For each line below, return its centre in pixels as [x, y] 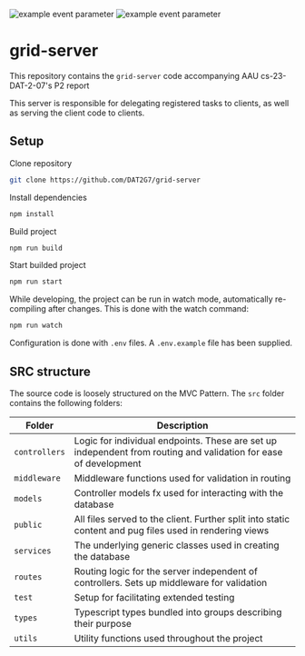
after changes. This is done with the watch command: [149, 309]
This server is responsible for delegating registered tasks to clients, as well [149, 103]
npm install [32, 214]
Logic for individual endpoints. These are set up [175, 441]
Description [182, 425]
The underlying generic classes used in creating [177, 545]
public [28, 524]
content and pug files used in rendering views [172, 530]
